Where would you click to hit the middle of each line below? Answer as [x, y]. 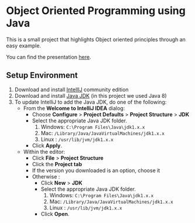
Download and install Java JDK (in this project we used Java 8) [90, 95]
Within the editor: [44, 152]
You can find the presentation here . [49, 57]
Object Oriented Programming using [96, 11]
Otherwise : [46, 176]
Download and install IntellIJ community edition [71, 90]
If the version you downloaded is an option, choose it [96, 170]
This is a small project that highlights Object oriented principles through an [96, 39]
